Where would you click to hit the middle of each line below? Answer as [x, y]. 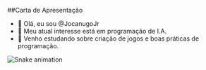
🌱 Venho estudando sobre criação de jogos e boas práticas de [108, 38]
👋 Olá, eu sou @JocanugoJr [58, 23]
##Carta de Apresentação [45, 10]
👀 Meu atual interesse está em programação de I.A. [92, 31]
